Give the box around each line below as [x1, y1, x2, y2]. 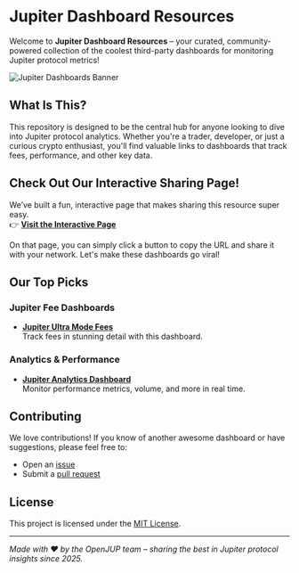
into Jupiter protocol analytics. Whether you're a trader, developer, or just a [9, 131, 285, 142]
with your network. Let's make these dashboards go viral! [9, 249, 221, 259]
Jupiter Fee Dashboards [9, 301, 116, 314]
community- [226, 36, 271, 46]
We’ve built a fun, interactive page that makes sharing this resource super [9, 199, 280, 210]
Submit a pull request [21, 469, 101, 479]
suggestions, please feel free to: [9, 442, 127, 453]
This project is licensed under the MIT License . [9, 519, 182, 529]
